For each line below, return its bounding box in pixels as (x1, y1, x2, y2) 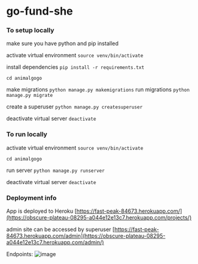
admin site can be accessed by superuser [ (6, 226, 115, 233)
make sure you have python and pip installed (6, 40, 119, 47)
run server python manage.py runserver (6, 166, 105, 174)
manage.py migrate (6, 93, 53, 99)
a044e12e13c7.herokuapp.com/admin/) (6, 239, 105, 246)
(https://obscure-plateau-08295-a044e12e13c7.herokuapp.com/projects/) (6, 214, 192, 221)
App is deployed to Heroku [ (6, 207, 77, 215)
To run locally (6, 130, 48, 138)
